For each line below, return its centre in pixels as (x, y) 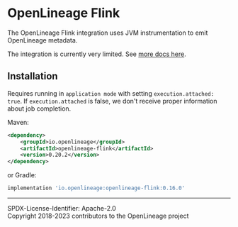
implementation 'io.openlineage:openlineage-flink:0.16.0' (96, 188)
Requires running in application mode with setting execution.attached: (111, 93)
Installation (33, 76)
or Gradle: (22, 175)
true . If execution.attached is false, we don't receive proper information (112, 101)
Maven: (18, 122)
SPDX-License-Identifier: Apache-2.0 (62, 208)
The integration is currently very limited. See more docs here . (97, 54)
